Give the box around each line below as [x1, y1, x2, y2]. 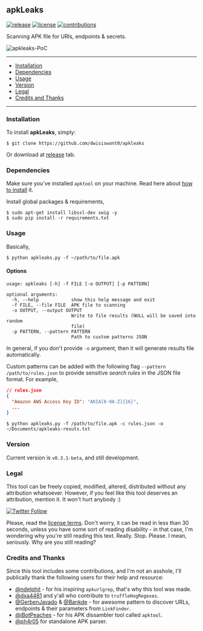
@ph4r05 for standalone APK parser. [14, 618, 108, 625]
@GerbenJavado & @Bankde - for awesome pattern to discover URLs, [14, 598, 190, 606]
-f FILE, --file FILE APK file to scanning [11, 302, 126, 308]
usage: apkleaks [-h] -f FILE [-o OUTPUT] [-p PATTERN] [6, 281, 150, 287]
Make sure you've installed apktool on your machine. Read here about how [6, 180, 193, 187]
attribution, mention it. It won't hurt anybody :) [6, 495, 121, 502]
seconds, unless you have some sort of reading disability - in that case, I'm [6, 526, 193, 533]
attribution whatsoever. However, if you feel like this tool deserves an [6, 489, 178, 496]
